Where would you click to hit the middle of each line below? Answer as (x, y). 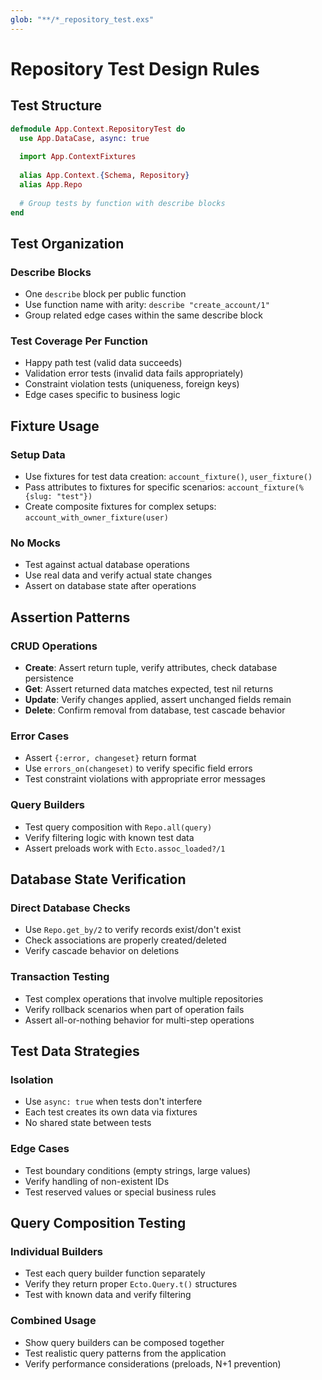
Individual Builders (56, 1251)
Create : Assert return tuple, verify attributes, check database (151, 668)
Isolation (32, 1079)
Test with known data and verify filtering (108, 1295)
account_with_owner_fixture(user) (96, 518)
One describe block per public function (105, 294)
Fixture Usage (55, 426)
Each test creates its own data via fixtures (111, 1112)
